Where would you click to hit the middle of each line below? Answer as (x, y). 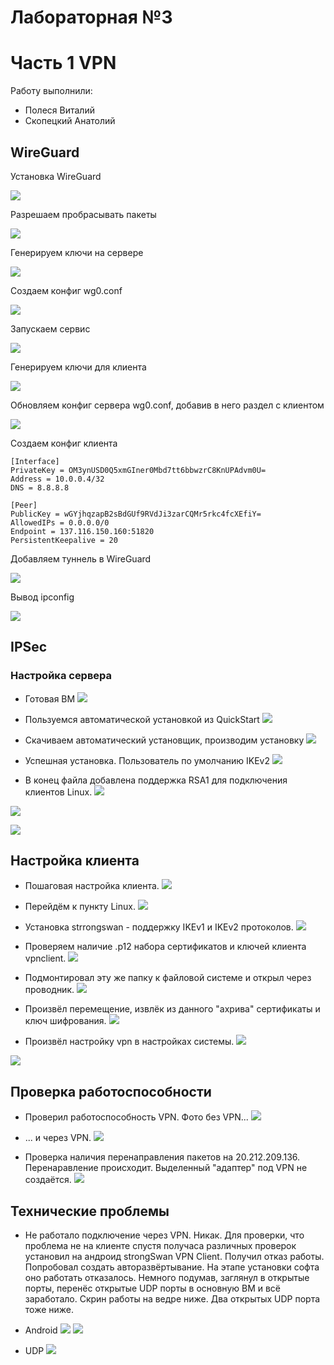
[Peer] (24, 505)
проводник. (49, 990)
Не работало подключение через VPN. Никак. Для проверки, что (164, 1235)
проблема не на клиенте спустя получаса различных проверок (160, 1246)
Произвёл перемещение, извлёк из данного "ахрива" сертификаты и (172, 1009)
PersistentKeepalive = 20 (64, 540)
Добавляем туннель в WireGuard (81, 558)
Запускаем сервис (50, 328)
